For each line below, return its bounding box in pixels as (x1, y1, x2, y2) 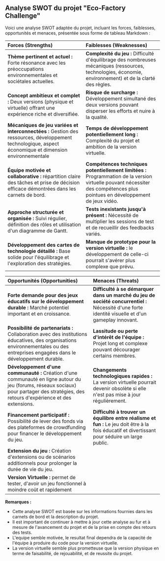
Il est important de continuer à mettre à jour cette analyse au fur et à (12, 519, 151, 525)
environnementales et (7, 72, 58, 79)
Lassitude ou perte (93, 327, 138, 334)
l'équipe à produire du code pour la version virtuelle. (12, 540, 119, 546)
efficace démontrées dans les (7, 185, 76, 192)
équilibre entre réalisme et (93, 414, 156, 421)
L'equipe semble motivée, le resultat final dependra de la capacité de (12, 534, 152, 540)
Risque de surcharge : (85, 89, 138, 96)
